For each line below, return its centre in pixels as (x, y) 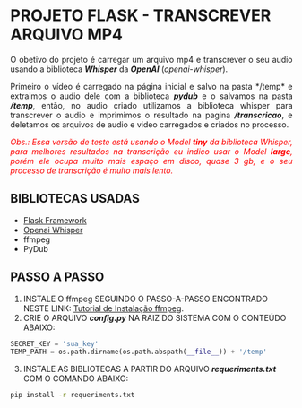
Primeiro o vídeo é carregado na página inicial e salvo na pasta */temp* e (151, 86)
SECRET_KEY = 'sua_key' (55, 343)
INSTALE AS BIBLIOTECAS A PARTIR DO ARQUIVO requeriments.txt (150, 369)
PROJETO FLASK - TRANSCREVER (141, 16)
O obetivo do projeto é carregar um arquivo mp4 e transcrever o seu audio (151, 59)
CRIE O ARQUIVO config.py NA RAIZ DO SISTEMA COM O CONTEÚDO (155, 317)
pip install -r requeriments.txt (73, 395)
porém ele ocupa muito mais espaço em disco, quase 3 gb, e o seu (151, 161)
